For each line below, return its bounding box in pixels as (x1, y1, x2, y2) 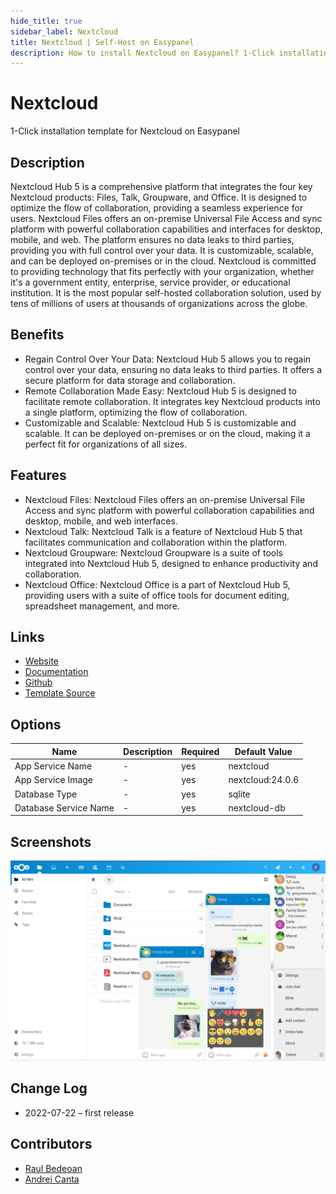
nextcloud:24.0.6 (228, 774, 300, 786)
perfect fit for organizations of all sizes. (24, 438, 188, 450)
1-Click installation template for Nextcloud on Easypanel (10, 125, 241, 137)
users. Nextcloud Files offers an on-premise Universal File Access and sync (10, 213, 323, 224)
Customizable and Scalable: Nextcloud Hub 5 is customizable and (24, 416, 297, 429)
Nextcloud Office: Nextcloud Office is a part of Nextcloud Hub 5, (24, 578, 291, 590)
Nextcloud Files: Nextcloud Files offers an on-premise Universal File (24, 493, 306, 505)
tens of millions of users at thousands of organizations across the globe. (10, 298, 308, 309)
